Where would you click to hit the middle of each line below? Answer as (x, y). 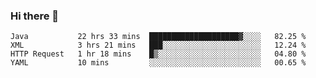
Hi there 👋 (35, 16)
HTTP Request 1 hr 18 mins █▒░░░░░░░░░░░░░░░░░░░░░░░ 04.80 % (158, 54)
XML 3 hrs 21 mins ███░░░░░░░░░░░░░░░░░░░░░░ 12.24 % (158, 45)
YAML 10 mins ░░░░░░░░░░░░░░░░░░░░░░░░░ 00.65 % (158, 63)
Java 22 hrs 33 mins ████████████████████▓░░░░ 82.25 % (158, 37)
